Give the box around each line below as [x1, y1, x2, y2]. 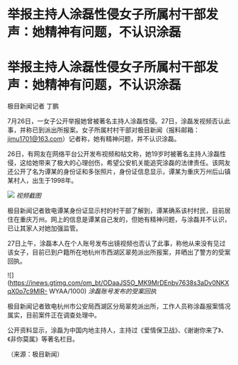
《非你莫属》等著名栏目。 [7, 335, 79, 344]
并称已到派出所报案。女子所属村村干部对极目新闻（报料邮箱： [19, 125, 200, 135]
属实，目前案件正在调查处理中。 [7, 311, 101, 320]
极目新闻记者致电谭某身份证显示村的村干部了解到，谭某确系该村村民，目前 [7, 206, 225, 215]
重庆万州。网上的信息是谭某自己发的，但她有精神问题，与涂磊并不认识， [19, 215, 231, 224]
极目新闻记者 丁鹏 [7, 102, 59, 111]
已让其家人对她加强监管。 [7, 224, 82, 232]
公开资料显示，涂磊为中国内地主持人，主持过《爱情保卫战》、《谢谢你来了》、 [7, 326, 228, 335]
